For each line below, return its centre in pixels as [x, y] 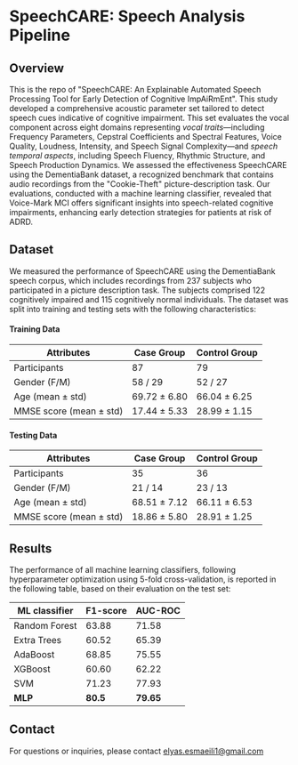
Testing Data [33, 435]
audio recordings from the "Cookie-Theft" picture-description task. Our [140, 184]
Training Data [35, 329]
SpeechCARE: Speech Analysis [127, 16]
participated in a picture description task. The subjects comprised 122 [137, 290]
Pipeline [40, 35]
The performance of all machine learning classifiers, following [123, 570]
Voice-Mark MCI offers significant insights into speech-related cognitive [141, 203]
